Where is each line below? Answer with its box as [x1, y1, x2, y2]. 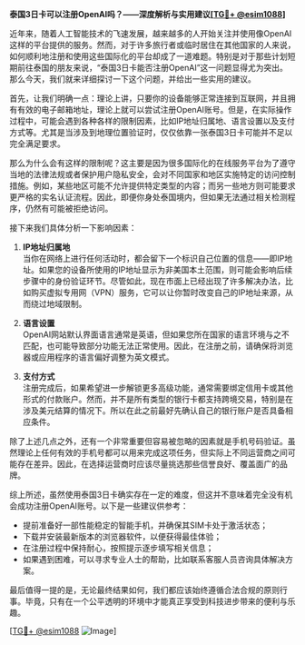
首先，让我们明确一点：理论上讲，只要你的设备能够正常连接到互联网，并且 [9, 93, 288, 104]
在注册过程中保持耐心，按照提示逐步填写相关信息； [22, 542, 214, 553]
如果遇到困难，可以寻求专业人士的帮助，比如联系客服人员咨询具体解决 [22, 554, 286, 564]
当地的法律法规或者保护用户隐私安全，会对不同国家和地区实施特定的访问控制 [9, 169, 296, 180]
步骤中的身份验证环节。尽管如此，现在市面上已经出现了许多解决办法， [22, 276, 286, 286]
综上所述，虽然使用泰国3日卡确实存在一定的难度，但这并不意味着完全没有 [9, 490, 285, 500]
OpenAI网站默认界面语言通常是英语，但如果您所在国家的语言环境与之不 [22, 329, 290, 340]
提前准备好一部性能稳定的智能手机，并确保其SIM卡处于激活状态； [22, 520, 269, 531]
